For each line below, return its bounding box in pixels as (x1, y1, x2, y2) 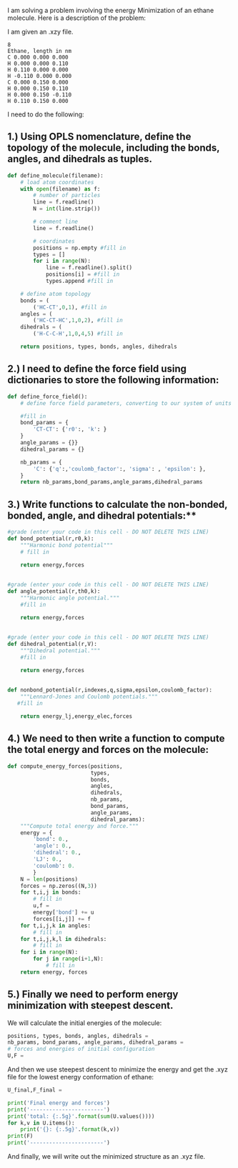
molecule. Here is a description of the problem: (7, 14, 147, 22)
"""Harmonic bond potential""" (20, 541, 114, 549)
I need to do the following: (7, 110, 84, 119)
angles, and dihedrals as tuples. (7, 153, 152, 165)
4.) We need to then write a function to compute (7, 732, 225, 745)
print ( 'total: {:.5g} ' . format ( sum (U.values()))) (7, 1112, 155, 1120)
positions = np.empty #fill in (33, 244, 127, 251)
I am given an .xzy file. (7, 28, 74, 36)
